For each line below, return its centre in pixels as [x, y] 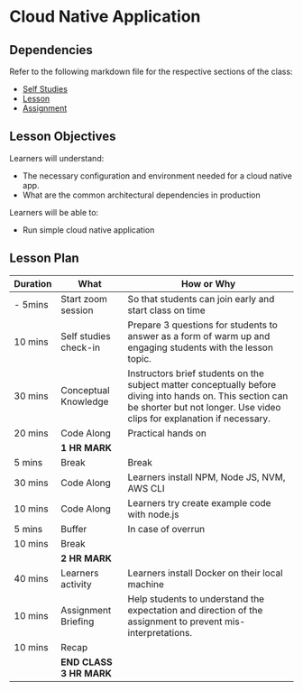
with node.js [153, 514]
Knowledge [85, 401]
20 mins [31, 433]
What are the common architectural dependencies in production [141, 195]
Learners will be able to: [54, 212]
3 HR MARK [87, 673]
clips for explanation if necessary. [199, 419]
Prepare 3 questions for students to [202, 325]
